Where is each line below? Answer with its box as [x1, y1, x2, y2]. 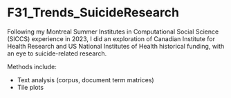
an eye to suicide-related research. [7, 49, 107, 58]
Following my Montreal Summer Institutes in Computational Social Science [7, 27, 219, 36]
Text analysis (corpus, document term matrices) [17, 75, 154, 84]
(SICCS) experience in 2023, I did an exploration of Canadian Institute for [7, 34, 216, 42]
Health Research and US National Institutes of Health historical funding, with [7, 42, 225, 50]
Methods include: [7, 62, 57, 71]
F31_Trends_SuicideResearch [7, 5, 180, 21]
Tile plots [17, 83, 44, 91]
